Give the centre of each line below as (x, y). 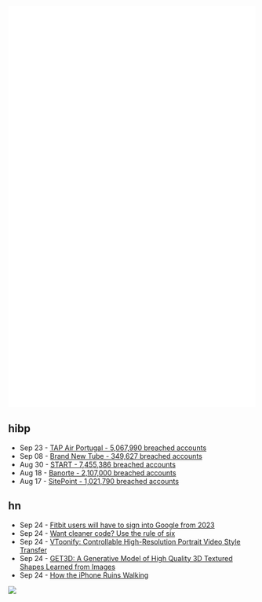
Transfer (33, 550)
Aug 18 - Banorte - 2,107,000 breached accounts (98, 473)
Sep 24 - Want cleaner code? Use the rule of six (97, 533)
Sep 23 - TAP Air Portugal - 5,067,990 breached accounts (113, 448)
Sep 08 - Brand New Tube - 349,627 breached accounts (111, 456)
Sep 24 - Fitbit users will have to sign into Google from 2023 (117, 525)
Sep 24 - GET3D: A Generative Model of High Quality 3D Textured (126, 558)
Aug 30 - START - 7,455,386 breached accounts (98, 464)
